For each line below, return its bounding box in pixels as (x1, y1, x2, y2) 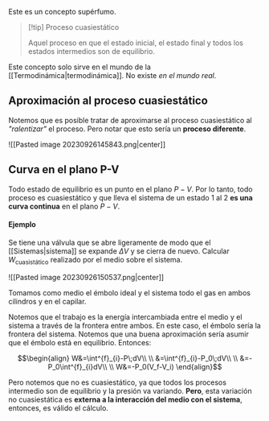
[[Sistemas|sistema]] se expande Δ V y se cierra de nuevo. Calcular (8, 246, 230, 256)
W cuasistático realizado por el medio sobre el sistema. (8, 254, 183, 266)
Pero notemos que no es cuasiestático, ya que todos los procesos (8, 378, 227, 387)
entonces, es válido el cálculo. (8, 402, 108, 413)
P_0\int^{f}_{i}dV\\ (47, 361, 108, 371)
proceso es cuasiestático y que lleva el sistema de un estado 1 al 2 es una (8, 192, 253, 202)
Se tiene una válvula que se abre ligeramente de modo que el (8, 237, 211, 247)
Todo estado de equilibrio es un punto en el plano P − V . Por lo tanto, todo (8, 184, 253, 194)
